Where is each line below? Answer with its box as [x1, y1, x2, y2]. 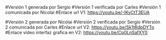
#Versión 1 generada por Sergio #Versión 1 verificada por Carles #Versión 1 [5, 4, 161, 10]
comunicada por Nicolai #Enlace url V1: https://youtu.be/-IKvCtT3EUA [5, 9, 150, 15]
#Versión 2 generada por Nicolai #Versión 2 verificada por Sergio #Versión [5, 19, 160, 25]
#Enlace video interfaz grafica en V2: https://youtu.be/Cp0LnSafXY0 [5, 30, 148, 35]
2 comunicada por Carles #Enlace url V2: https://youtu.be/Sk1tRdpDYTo [5, 24, 154, 30]
